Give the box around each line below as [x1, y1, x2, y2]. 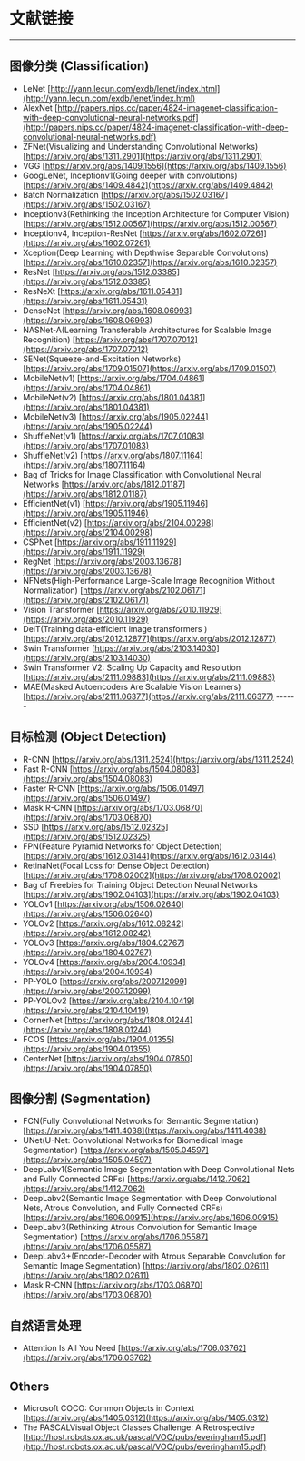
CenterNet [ [22, 1052, 67, 1063]
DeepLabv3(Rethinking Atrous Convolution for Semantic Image [22, 1222, 258, 1233]
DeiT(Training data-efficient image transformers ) [22, 623, 208, 634]
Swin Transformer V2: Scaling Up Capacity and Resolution [22, 662, 241, 673]
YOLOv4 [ [22, 956, 60, 967]
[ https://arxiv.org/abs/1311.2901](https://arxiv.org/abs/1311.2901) [22, 151, 263, 162]
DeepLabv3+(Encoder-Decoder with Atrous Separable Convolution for [22, 1250, 286, 1262]
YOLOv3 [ [22, 937, 60, 948]
